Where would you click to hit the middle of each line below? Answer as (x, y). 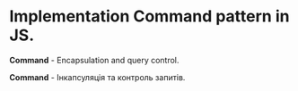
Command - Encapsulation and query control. (94, 60)
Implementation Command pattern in (149, 17)
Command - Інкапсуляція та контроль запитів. (97, 77)
